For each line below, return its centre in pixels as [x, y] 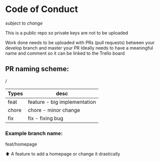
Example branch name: [34, 133]
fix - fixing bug [46, 118]
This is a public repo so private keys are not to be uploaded [67, 33]
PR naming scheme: [37, 69]
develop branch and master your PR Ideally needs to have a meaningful [79, 48]
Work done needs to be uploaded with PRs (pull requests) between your [80, 42]
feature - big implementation [62, 102]
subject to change [24, 23]
